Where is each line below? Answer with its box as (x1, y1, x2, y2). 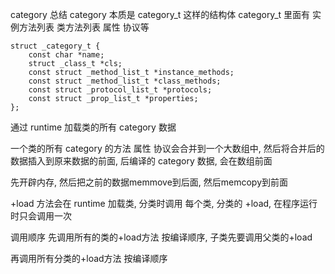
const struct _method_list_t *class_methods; (28, 76, 222, 86)
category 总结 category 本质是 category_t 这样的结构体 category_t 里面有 (10, 9, 311, 20)
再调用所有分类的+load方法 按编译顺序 (10, 253, 168, 264)
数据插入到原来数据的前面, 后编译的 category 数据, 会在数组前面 (10, 155, 273, 167)
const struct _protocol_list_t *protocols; (28, 85, 213, 95)
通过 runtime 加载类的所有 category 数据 (10, 121, 177, 133)
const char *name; (28, 50, 105, 60)
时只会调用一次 (10, 210, 72, 222)
